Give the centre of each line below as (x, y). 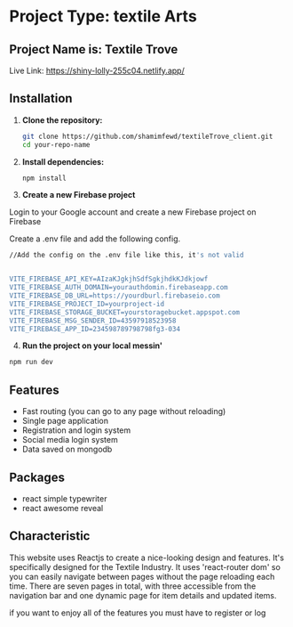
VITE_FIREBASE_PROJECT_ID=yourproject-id (87, 304)
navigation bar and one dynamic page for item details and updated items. (143, 595)
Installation (41, 98)
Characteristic (50, 536)
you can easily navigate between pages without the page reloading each (142, 576)
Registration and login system (76, 430)
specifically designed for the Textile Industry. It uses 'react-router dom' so (145, 566)
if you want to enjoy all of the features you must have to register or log (138, 613)
